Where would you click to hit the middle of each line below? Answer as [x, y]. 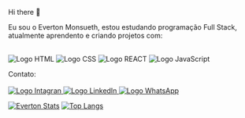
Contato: [22, 74]
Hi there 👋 [24, 12]
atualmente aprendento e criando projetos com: [85, 36]
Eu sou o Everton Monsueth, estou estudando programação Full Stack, [123, 27]
